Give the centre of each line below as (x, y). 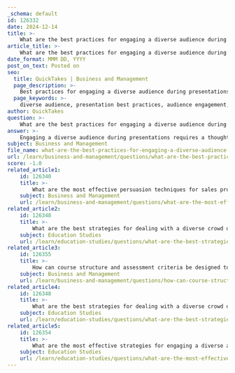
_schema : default (33, 14)
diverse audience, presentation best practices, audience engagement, (125, 105)
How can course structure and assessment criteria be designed (126, 267)
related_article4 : (34, 287)
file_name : (23, 150)
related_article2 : (34, 209)
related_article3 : (34, 248)
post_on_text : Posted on (43, 66)
